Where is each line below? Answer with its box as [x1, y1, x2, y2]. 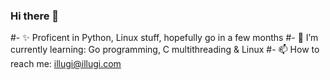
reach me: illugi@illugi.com [10, 58, 122, 70]
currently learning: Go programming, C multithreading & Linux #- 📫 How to [10, 44, 320, 56]
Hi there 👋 [10, 9, 60, 23]
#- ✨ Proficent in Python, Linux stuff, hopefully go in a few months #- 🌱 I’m [10, 32, 319, 44]
